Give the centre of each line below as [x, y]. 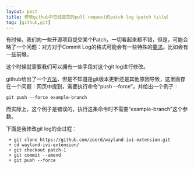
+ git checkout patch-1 [37, 150]
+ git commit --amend [35, 156]
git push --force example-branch [47, 98]
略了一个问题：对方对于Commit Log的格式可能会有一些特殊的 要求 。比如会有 [97, 47]
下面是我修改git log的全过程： [42, 129]
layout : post [22, 11]
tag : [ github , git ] [28, 22]
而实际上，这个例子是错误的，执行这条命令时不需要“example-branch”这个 [94, 109]
